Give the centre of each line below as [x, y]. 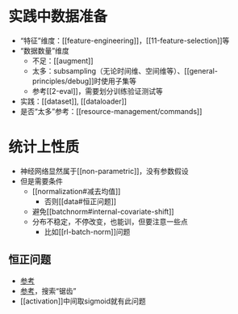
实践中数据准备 [58, 17]
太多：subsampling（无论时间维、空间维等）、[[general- [125, 70]
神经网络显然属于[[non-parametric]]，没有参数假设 [104, 171]
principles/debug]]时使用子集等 [84, 81]
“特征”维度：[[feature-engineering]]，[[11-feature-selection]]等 [125, 40]
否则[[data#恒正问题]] [80, 201]
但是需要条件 [41, 181]
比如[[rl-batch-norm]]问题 [87, 231]
